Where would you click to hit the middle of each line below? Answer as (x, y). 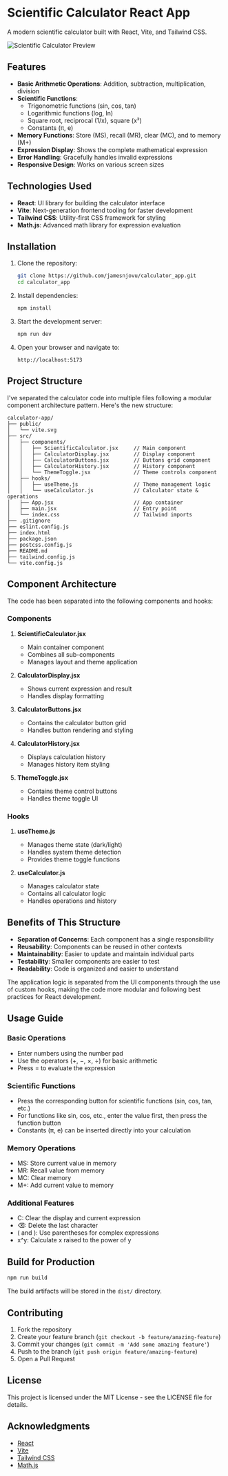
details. (18, 1404)
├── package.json (32, 539)
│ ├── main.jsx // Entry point (92, 508)
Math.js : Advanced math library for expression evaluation (99, 225)
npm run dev (34, 334)
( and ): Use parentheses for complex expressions (88, 1233)
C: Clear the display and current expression (79, 1218)
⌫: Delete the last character (58, 1226)
